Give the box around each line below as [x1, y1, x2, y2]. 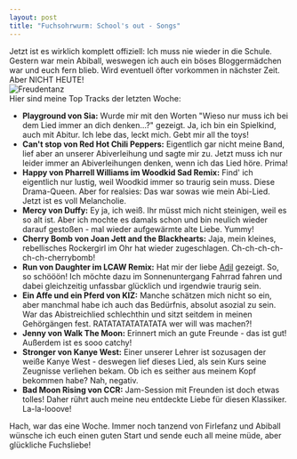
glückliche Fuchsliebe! [9, 439, 92, 450]
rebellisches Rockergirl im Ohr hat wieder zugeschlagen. [21, 242, 229, 254]
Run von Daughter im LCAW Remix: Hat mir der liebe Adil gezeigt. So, [21, 262, 280, 272]
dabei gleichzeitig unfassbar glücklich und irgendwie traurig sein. [21, 280, 262, 291]
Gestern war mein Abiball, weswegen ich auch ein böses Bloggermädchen [9, 55, 282, 66]
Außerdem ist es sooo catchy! [21, 337, 132, 348]
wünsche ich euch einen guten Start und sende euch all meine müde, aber [9, 430, 282, 440]
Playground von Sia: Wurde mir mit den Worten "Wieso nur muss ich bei [21, 110, 289, 121]
